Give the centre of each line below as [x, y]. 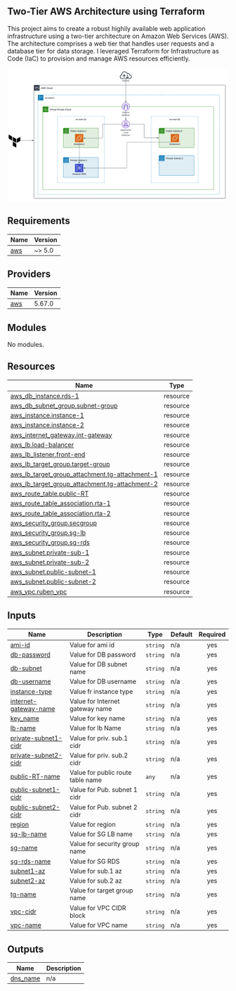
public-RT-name [35, 776]
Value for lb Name [95, 728]
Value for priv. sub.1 [99, 738]
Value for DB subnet [98, 664]
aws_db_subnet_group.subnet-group [64, 405]
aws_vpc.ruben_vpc [39, 591]
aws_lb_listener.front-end [48, 455]
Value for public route [100, 773]
